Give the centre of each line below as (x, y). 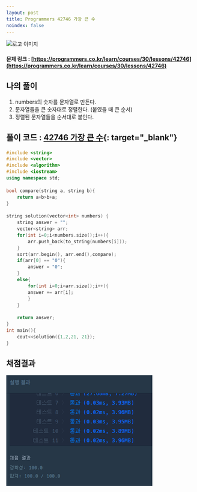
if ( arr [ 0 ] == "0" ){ (41, 261)
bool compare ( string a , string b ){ (51, 191)
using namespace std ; (33, 178)
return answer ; (36, 318)
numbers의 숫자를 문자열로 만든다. (56, 102)
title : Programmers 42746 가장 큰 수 (51, 19)
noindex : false (25, 25)
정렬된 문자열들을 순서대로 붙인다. (54, 117)
